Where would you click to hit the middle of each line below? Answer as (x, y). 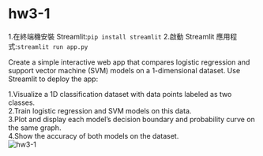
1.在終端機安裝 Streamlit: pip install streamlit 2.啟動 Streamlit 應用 (119, 36)
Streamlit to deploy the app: (53, 79)
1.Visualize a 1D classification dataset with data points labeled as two (120, 94)
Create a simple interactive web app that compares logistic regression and (129, 62)
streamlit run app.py (53, 47)
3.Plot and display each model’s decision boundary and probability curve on (131, 119)
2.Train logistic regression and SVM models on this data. (100, 110)
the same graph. (35, 128)
